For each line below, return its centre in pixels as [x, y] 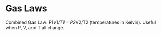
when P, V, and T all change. [35, 27]
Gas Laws [26, 9]
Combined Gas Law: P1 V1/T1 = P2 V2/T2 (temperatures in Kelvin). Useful [81, 22]
